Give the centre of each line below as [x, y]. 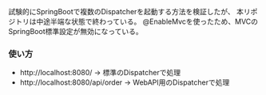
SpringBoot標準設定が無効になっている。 [76, 31]
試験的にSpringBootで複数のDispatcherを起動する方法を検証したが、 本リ [130, 11]
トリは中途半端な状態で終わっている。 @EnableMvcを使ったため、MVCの [136, 21]
